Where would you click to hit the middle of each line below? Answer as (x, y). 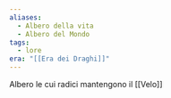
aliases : (26, 17)
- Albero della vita (56, 26)
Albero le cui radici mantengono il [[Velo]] (86, 84)
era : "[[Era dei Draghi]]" (60, 59)
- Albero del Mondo (54, 34)
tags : (19, 42)
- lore (30, 51)
